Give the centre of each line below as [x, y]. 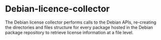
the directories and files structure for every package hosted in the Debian [79, 27]
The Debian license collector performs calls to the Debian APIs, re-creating [81, 22]
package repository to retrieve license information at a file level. [69, 32]
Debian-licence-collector [57, 9]
